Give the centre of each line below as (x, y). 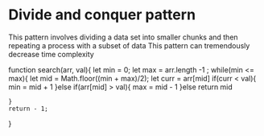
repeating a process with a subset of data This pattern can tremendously (129, 45)
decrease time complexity (51, 54)
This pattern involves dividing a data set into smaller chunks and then (124, 37)
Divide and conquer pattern (102, 15)
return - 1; (28, 109)
